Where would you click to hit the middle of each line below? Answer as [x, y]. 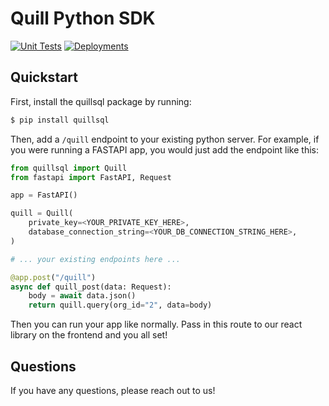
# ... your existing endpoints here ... [96, 259]
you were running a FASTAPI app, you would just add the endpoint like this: [165, 149]
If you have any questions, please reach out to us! [113, 390]
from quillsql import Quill [69, 168]
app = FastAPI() [44, 195]
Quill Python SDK [83, 18]
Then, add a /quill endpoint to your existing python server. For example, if [165, 139]
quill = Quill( [42, 213]
